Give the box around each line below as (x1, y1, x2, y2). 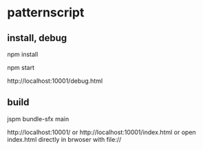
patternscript (7, 5, 85, 21)
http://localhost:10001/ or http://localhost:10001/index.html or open (7, 128, 196, 136)
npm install (7, 50, 39, 58)
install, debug (7, 32, 67, 44)
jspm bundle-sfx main (7, 114, 70, 123)
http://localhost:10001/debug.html (7, 77, 103, 85)
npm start (7, 64, 35, 71)
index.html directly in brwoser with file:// (7, 135, 122, 143)
